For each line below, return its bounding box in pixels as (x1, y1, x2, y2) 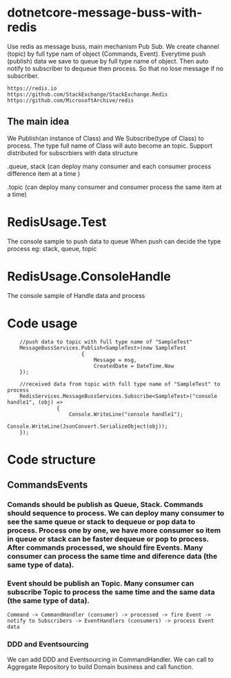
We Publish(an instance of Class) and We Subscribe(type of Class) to (7, 134, 205, 142)
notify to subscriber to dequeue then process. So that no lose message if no (7, 64, 224, 72)
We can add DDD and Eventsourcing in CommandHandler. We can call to (7, 655, 214, 664)
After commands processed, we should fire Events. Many (7, 543, 203, 552)
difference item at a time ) (7, 169, 81, 177)
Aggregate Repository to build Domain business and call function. (7, 662, 194, 670)
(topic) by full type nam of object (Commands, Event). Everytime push (7, 50, 206, 58)
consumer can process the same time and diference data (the (7, 552, 218, 561)
